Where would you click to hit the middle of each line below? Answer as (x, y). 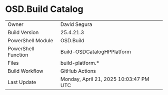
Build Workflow (25, 71)
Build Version (23, 32)
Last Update (22, 82)
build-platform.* (80, 63)
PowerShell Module (30, 40)
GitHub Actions (78, 71)
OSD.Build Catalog (44, 9)
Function (18, 55)
